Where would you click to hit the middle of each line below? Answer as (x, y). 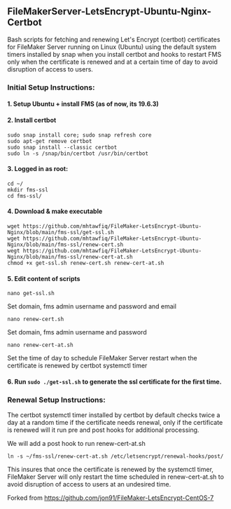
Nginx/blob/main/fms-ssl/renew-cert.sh (65, 245)
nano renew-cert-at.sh (40, 345)
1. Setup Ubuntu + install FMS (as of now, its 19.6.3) (83, 104)
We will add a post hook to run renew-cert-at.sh (76, 444)
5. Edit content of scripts (44, 278)
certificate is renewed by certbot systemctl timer (77, 366)
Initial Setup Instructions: (51, 87)
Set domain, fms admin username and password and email (92, 306)
